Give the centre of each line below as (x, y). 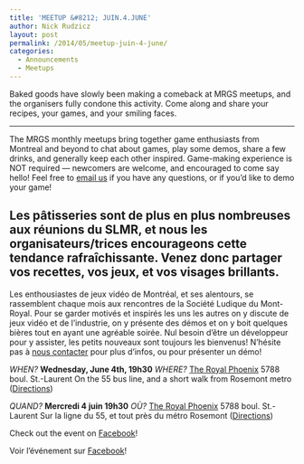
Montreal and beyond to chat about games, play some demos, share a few (148, 148)
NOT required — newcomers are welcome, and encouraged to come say (144, 167)
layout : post (34, 34)
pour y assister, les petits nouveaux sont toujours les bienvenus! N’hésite (145, 342)
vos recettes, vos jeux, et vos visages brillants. (144, 272)
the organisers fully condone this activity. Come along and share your (139, 103)
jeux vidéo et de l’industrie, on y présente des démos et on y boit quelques (148, 323)
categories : (32, 52)
